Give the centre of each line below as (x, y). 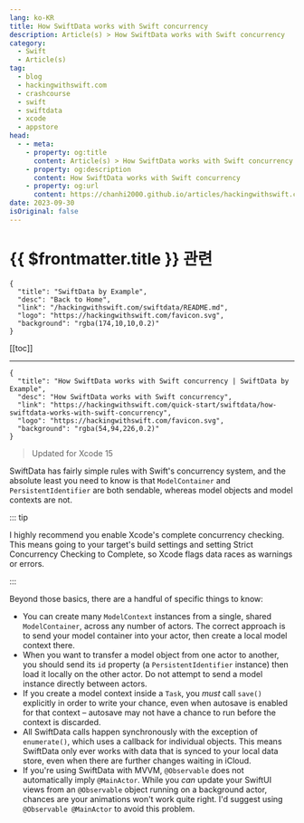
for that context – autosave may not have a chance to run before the (149, 713)
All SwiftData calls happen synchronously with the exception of (140, 732)
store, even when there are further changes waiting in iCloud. (137, 761)
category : (28, 43)
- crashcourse (44, 93)
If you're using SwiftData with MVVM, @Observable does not (133, 770)
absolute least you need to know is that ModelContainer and (120, 480)
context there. (48, 645)
